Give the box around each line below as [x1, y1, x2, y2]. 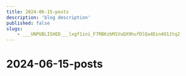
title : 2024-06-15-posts [6, 8, 69, 15]
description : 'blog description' [6, 14, 91, 21]
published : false [6, 20, 50, 26]
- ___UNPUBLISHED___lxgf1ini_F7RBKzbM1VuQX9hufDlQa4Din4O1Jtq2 [17, 31, 181, 37]
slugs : [6, 25, 23, 32]
